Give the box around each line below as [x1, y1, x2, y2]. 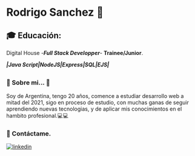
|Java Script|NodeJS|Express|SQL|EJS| [6, 61, 110, 68]
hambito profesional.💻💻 [6, 112, 68, 119]
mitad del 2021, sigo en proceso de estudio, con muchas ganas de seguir [6, 99, 189, 106]
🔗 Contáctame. [6, 129, 51, 138]
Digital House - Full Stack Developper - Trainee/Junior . [6, 50, 144, 56]
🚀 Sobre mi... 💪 [6, 79, 50, 87]
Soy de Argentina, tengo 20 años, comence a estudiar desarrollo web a [6, 92, 184, 99]
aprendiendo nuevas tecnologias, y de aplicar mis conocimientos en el [6, 105, 182, 112]
